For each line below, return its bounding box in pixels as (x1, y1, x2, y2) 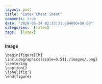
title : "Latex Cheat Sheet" (5, 12, 63, 17)
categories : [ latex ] (5, 25, 50, 30)
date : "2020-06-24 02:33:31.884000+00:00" (5, 21, 93, 26)
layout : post (5, 7, 32, 12)
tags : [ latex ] (5, 30, 36, 35)
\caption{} (5, 65, 27, 70)
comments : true (5, 16, 36, 21)
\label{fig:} (5, 70, 32, 75)
